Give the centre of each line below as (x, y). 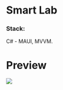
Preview (26, 65)
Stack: (16, 29)
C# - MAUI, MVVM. (29, 41)
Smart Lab (32, 10)
